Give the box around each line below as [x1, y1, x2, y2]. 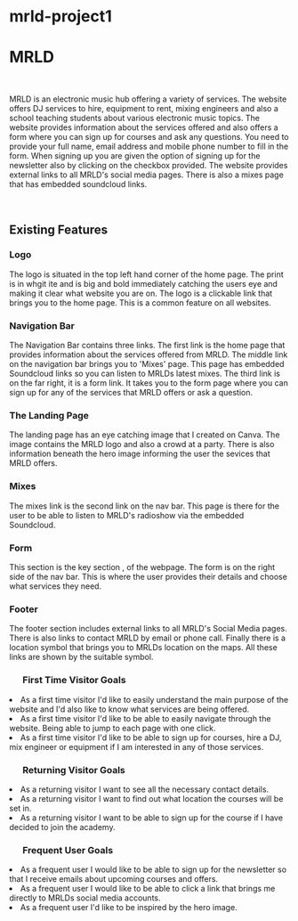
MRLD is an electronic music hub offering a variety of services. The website [9, 94, 287, 104]
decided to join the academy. [9, 821, 116, 832]
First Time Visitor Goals [21, 674, 126, 687]
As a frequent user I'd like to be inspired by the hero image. [20, 902, 238, 913]
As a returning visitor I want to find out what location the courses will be [20, 793, 284, 803]
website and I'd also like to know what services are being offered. [9, 704, 250, 714]
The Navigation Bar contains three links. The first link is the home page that [9, 340, 286, 351]
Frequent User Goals [21, 844, 114, 856]
